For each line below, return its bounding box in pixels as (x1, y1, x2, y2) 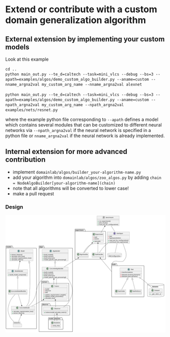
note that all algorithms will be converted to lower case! (12, 185, 129, 191)
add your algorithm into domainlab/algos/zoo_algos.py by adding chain (12, 174, 162, 180)
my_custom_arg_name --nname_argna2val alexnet (41, 82, 143, 87)
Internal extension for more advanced (5, 147, 127, 156)
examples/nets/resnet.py (5, 108, 58, 113)
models (5, 42, 30, 51)
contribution (5, 155, 46, 164)
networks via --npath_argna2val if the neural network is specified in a (5, 127, 151, 133)
